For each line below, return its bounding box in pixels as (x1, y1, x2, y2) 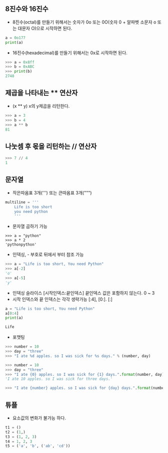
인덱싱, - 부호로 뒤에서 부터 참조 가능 (12, 252, 84, 258)
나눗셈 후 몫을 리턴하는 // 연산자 (5, 142, 97, 150)
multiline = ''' (5, 199, 39, 204)
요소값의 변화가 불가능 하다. (12, 415, 66, 421)
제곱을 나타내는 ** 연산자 (5, 89, 78, 97)
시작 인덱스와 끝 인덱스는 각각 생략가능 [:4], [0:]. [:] (12, 296, 112, 302)
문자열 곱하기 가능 (12, 223, 47, 230)
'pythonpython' (5, 242, 37, 247)
